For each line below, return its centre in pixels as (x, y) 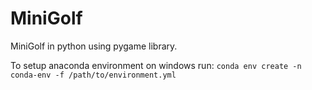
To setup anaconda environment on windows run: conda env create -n (156, 65)
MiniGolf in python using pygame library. (94, 46)
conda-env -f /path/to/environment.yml (93, 75)
